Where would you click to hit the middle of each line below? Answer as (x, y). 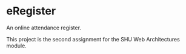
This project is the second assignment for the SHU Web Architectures (93, 39)
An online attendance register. (44, 28)
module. (17, 46)
